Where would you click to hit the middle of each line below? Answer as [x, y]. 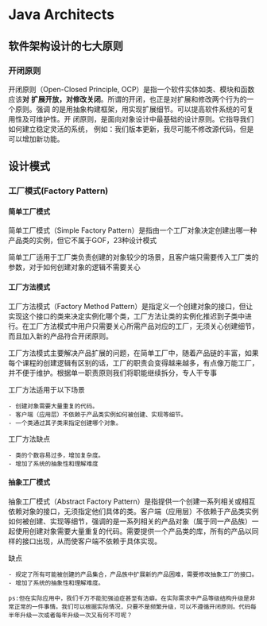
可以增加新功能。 [36, 139]
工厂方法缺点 [29, 439]
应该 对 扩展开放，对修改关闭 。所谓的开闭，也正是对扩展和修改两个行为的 [128, 99]
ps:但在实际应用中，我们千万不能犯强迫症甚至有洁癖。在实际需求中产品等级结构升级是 [129, 598]
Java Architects [62, 15]
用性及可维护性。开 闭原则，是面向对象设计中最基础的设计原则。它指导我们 [131, 119]
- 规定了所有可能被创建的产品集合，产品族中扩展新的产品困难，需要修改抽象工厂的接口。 [133, 574]
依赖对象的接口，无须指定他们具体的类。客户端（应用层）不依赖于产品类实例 [133, 511]
